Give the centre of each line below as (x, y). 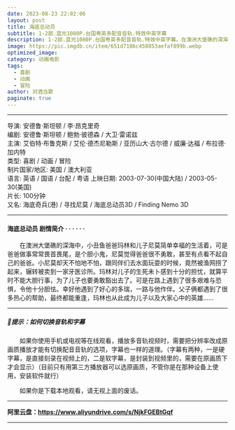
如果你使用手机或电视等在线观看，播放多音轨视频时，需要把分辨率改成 (120, 341)
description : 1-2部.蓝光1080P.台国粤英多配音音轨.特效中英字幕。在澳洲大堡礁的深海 (118, 40)
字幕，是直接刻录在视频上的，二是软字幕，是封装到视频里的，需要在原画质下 (117, 359)
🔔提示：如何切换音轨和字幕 (46, 321)
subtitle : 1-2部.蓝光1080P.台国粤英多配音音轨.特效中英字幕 (87, 33)
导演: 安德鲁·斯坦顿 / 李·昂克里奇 (54, 126)
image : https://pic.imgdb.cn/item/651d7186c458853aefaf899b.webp (104, 46)
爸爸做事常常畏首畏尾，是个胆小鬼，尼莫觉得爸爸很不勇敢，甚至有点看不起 (114, 254)
